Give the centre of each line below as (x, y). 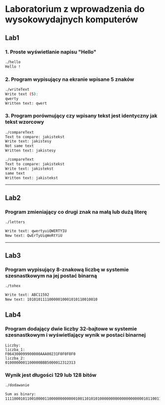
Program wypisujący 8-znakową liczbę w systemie (67, 270)
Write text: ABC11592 (27, 295)
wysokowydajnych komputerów (72, 19)
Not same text (20, 146)
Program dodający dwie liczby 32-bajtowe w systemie (71, 329)
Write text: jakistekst (29, 169)
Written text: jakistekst (31, 178)
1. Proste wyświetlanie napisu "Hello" (51, 52)
